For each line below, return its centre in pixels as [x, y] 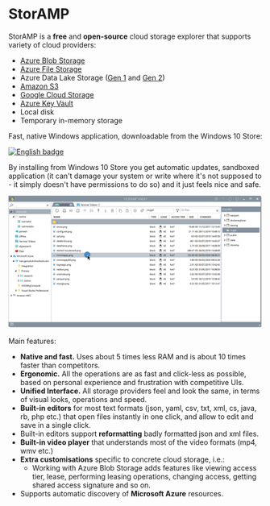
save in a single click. [55, 425]
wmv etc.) [37, 450]
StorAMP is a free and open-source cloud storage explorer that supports [130, 36]
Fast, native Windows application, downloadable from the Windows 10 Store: [135, 136]
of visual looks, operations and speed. [83, 399]
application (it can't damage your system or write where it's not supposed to [135, 176]
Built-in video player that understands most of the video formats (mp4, [139, 442]
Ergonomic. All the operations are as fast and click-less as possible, [133, 373]
